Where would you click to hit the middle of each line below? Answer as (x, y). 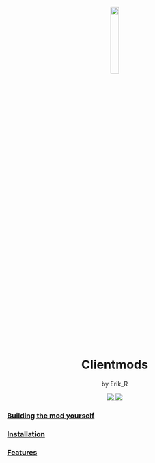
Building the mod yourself (51, 416)
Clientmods (115, 365)
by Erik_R (115, 384)
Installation (26, 434)
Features (22, 452)
